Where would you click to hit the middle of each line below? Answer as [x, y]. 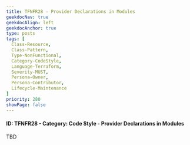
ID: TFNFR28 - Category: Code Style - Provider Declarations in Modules [95, 124]
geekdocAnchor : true [31, 28]
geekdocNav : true [27, 17]
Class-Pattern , [30, 50]
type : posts [21, 34]
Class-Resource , [31, 45]
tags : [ [16, 39]
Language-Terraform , [36, 66]
